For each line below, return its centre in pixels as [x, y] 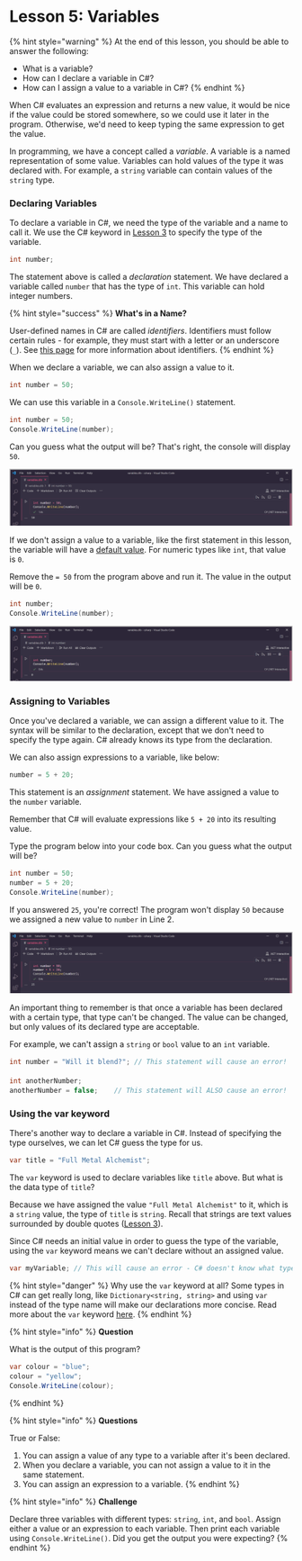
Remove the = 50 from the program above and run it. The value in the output [150, 577]
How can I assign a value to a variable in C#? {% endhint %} [133, 87]
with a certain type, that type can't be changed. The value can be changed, [149, 1017]
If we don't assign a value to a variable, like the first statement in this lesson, [151, 540]
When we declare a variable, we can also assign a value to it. [122, 367]
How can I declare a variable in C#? [88, 77]
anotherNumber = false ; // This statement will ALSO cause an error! [148, 1090]
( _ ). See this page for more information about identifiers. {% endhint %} [142, 350]
